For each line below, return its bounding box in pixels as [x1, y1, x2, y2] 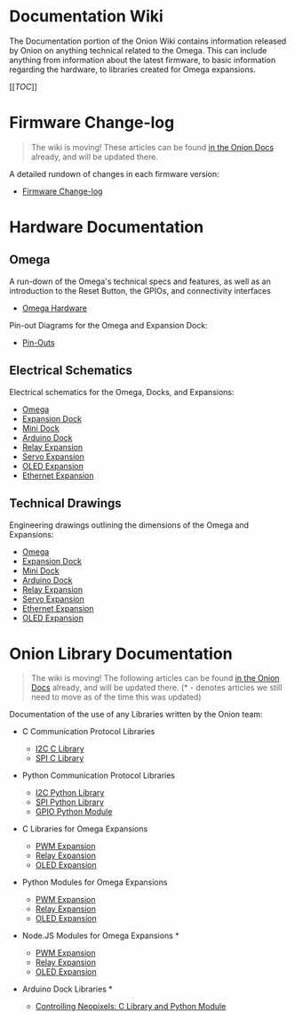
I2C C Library [35, 743, 84, 754]
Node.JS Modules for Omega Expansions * [21, 930, 179, 941]
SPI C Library [35, 753, 84, 764]
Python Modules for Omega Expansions [21, 877, 168, 887]
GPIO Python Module [35, 806, 113, 817]
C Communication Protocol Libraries [21, 726, 155, 737]
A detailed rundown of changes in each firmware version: [9, 168, 219, 179]
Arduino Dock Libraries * [21, 984, 113, 994]
